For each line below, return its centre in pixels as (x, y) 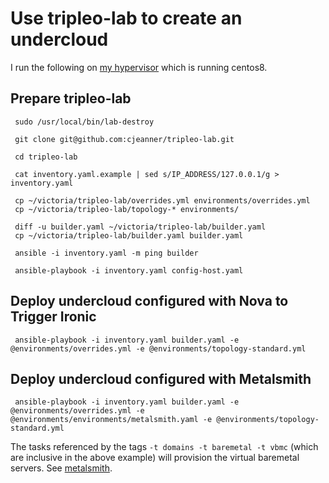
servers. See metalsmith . (61, 468)
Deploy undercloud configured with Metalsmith (161, 378)
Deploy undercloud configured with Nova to (149, 301)
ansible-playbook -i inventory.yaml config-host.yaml (129, 270)
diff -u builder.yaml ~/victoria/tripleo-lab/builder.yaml (140, 227)
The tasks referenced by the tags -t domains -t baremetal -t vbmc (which (164, 447)
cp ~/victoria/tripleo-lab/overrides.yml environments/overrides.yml (162, 200)
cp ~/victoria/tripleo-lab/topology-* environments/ (127, 209)
